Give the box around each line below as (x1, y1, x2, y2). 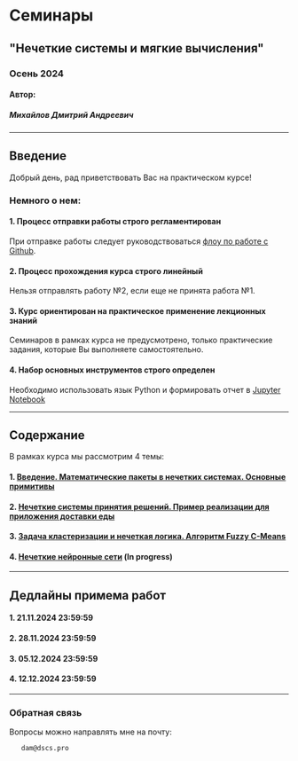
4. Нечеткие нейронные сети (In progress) (9, 551, 173, 561)
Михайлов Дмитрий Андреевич (9, 109, 134, 120)
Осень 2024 (9, 67, 65, 80)
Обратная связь (9, 706, 82, 718)
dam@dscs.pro (20, 744, 69, 753)
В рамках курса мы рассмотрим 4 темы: (9, 451, 165, 462)
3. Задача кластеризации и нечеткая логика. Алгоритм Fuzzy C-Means (9, 531, 286, 542)
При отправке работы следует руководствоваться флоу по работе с (9, 236, 269, 247)
